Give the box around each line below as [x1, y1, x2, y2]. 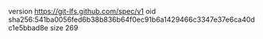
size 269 [50, 23, 79, 32]
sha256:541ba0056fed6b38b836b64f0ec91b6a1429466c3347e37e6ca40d [8, 15, 256, 24]
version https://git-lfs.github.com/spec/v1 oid [8, 7, 157, 16]
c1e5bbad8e [8, 23, 49, 32]
